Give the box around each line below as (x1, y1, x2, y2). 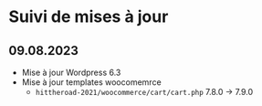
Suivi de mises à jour (8, 6, 169, 27)
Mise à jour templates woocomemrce (21, 77, 162, 88)
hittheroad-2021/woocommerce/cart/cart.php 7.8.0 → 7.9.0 (35, 87, 253, 97)
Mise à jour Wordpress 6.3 (21, 67, 121, 78)
